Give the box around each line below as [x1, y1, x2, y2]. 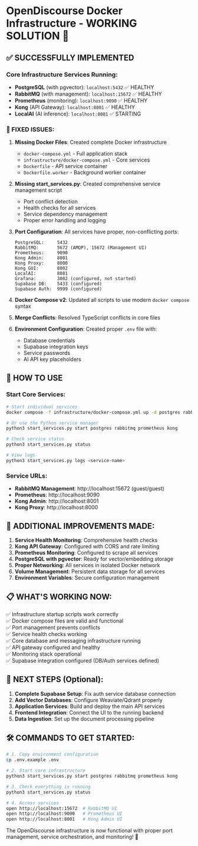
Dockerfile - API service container [23, 163, 108, 170]
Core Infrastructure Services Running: [6, 70, 118, 78]
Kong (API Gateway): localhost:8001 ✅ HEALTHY [14, 103, 136, 110]
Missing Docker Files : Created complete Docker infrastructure [14, 139, 167, 146]
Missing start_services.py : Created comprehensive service [14, 180, 161, 187]
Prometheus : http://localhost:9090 [14, 491, 100, 499]
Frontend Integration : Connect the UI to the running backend [14, 709, 164, 716]
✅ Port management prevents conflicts [6, 624, 101, 631]
